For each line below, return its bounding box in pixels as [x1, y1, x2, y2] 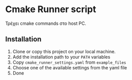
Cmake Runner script [5, 4, 96, 15]
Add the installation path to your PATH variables [12, 54, 111, 60]
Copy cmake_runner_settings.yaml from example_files [12, 59, 126, 65]
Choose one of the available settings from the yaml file [12, 64, 127, 70]
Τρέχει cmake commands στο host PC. [5, 20, 86, 26]
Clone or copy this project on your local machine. [12, 48, 116, 54]
